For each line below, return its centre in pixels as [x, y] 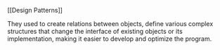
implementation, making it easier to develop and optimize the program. [110, 39]
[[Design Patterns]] [35, 10]
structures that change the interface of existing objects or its [95, 31]
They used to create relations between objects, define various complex [110, 24]
